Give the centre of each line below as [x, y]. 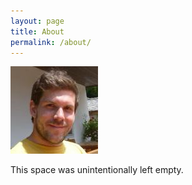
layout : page [37, 21]
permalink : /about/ [51, 42]
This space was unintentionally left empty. [97, 170]
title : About [37, 31]
